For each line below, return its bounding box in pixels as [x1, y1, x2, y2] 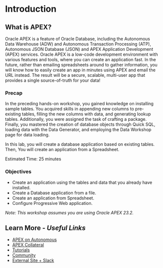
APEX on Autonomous [12, 237, 57, 243]
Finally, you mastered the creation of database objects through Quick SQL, [5, 121, 156, 128]
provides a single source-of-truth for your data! [5, 77, 101, 83]
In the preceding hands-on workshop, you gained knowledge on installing [5, 101, 154, 107]
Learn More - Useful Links [5, 223, 86, 232]
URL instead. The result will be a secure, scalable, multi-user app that [5, 72, 145, 78]
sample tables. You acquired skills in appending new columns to [5, 106, 135, 112]
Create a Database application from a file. [12, 190, 96, 196]
